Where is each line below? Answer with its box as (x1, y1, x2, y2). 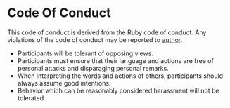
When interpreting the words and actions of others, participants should (17, 72, 224, 80)
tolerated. (17, 93, 46, 102)
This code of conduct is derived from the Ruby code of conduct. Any (7, 28, 207, 36)
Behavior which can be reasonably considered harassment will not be (17, 86, 219, 95)
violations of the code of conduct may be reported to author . (7, 35, 183, 43)
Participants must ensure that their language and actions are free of (17, 56, 215, 65)
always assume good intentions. (17, 79, 111, 87)
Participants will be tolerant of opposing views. (17, 49, 153, 58)
